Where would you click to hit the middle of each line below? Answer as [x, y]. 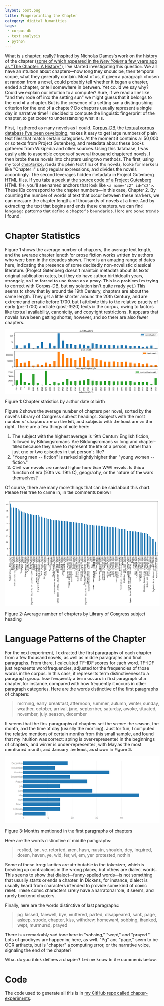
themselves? [25, 478]
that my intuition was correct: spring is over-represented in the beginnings [80, 739]
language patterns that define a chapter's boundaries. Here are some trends [82, 211]
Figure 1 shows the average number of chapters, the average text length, [78, 249]
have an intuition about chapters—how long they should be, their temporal [80, 71]
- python [16, 42]
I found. [13, 216]
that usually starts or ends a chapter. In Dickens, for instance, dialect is [76, 880]
